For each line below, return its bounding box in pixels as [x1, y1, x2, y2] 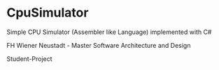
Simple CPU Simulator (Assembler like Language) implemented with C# [6, 28, 212, 36]
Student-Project [6, 54, 53, 63]
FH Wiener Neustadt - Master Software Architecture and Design [6, 41, 191, 49]
